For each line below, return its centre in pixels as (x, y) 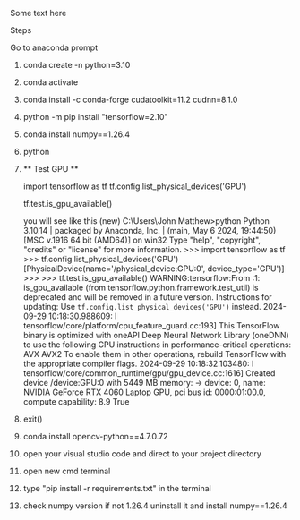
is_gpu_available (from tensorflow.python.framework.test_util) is (141, 287)
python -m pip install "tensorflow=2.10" (95, 117)
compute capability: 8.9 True (76, 401)
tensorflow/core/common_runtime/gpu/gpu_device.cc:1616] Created (149, 373)
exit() (33, 419)
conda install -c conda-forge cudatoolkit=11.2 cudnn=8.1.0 (130, 99)
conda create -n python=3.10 (77, 65)
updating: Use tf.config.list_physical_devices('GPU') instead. (142, 307)
